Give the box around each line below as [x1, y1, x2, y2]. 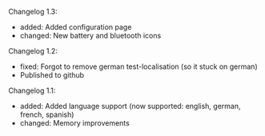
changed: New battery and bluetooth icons [19, 31, 162, 40]
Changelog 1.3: [8, 7, 58, 16]
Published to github [19, 70, 85, 79]
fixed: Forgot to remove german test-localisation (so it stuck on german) [19, 62, 258, 71]
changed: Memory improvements [19, 118, 130, 127]
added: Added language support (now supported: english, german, [19, 102, 241, 110]
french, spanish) [19, 110, 74, 119]
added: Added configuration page [19, 22, 132, 31]
